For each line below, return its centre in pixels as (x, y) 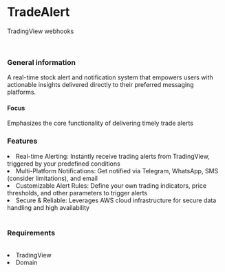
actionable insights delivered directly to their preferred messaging (100, 85)
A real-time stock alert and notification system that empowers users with (110, 77)
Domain (27, 262)
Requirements (31, 233)
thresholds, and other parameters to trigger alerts (77, 193)
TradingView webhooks (41, 31)
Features (22, 141)
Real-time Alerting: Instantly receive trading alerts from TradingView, (113, 156)
